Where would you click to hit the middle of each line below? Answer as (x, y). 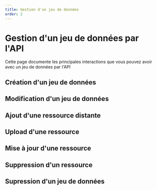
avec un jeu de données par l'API (38, 67)
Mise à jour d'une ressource (48, 148)
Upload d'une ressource (42, 132)
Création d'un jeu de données (51, 82)
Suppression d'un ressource (49, 165)
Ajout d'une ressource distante (53, 115)
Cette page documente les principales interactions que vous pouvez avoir (79, 62)
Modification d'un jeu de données (57, 99)
